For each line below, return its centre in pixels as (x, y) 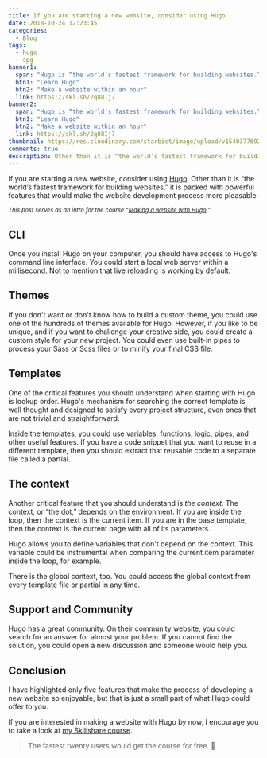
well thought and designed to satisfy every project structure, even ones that (132, 410)
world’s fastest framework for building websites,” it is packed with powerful (131, 187)
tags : (17, 45)
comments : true (33, 149)
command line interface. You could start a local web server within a (118, 262)
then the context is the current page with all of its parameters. (109, 528)
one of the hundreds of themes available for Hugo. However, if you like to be (133, 323)
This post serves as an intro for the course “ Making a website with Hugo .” (109, 210)
